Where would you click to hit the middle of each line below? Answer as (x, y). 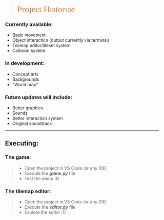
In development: (25, 63)
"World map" (25, 84)
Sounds (20, 113)
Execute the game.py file (50, 173)
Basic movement (29, 35)
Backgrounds (25, 79)
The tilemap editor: (28, 191)
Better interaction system (38, 118)
